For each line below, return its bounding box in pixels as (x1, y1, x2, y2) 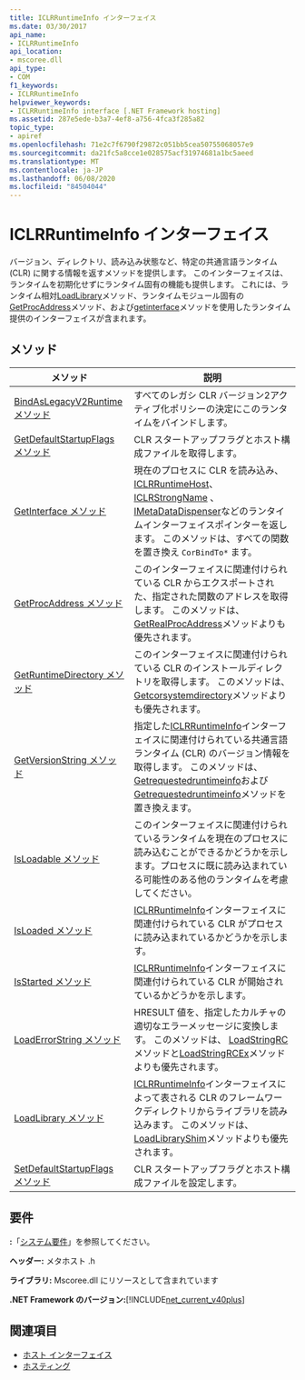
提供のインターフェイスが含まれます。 (9, 313, 152, 324)
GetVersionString (14, 754, 88, 766)
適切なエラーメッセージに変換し (133, 1019, 271, 1032)
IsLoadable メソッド (14, 852, 100, 865)
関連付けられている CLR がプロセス (133, 917, 284, 930)
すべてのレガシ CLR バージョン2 (133, 388, 271, 401)
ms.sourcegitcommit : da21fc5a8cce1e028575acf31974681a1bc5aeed (9, 148, 254, 157)
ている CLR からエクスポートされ (133, 576, 275, 589)
